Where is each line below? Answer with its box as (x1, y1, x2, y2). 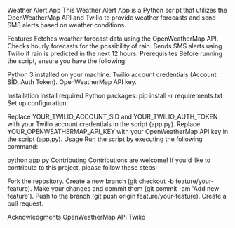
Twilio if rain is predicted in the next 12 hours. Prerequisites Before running (7, 49, 223, 58)
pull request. (7, 199, 43, 208)
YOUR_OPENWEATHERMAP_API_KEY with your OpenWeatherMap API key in (7, 128, 229, 135)
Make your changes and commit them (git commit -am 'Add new (33, 185, 220, 192)
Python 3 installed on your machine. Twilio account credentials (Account (7, 70, 217, 79)
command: (7, 142, 39, 150)
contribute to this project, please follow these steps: (7, 163, 158, 171)
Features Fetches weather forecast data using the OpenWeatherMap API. (7, 34, 219, 43)
